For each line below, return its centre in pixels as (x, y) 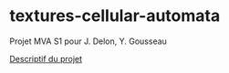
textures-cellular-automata (115, 16)
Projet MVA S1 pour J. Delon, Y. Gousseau (88, 41)
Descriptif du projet (46, 58)
